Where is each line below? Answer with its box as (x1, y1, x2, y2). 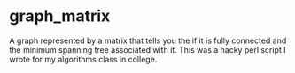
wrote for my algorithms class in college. (9, 54, 158, 64)
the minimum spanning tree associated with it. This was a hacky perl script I (9, 44, 286, 55)
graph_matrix (9, 6, 111, 26)
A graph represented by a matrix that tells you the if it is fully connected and (9, 35, 287, 46)
